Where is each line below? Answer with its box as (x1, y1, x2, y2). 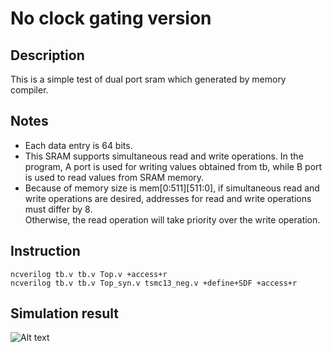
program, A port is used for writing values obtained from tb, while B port (24, 160, 323, 172)
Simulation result (10, 305, 119, 322)
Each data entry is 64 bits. (24, 139, 133, 151)
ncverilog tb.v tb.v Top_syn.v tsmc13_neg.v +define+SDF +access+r (10, 278, 298, 288)
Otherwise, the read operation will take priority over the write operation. (24, 213, 321, 226)
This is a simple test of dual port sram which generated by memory (10, 73, 287, 85)
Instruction (10, 243, 81, 260)
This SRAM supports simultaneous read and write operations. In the (24, 150, 304, 162)
